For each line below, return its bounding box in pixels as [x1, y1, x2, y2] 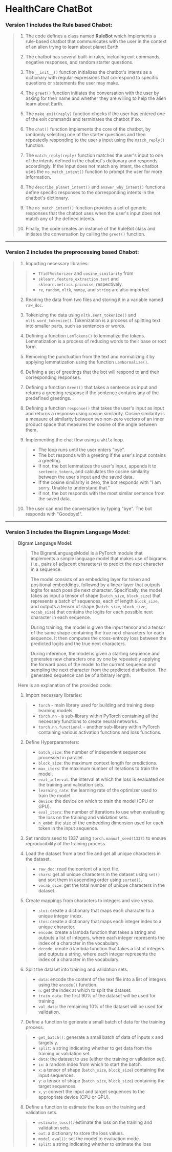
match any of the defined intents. [25, 216, 96, 222]
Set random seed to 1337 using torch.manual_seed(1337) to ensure [25, 835, 166, 841]
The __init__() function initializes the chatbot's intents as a [25, 69, 152, 75]
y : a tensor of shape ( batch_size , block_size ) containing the [38, 1078, 165, 1084]
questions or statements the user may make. [25, 80, 119, 86]
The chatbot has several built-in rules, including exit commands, [25, 54, 161, 60]
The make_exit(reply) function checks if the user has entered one [25, 111, 165, 117]
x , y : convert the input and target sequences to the [38, 1089, 145, 1095]
